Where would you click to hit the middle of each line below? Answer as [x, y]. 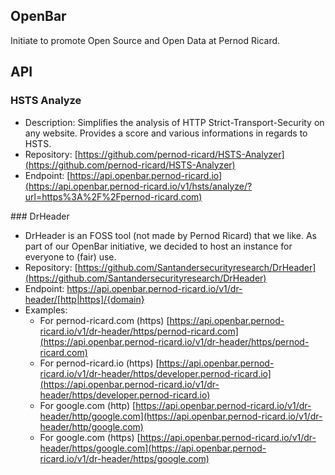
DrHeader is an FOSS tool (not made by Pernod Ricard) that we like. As [170, 235]
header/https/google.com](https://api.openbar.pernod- [153, 448]
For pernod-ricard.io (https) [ [99, 363]
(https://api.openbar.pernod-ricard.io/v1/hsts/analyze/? [138, 186]
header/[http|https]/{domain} [84, 299]
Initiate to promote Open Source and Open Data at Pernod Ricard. [145, 40]
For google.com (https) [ [90, 437]
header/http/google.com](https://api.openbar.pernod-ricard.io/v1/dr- [181, 416]
